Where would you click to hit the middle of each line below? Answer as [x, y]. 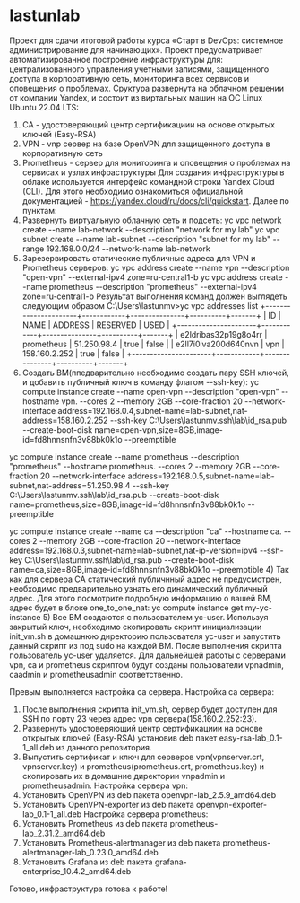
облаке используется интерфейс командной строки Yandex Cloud [148, 181]
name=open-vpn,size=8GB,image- [159, 430]
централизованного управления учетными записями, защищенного [139, 69]
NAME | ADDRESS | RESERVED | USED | [96, 325]
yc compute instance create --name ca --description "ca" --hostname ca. [146, 531]
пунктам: [39, 210]
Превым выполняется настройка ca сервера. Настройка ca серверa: [142, 691]
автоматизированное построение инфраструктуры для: [116, 59]
